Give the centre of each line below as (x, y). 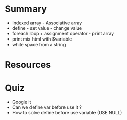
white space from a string (39, 44)
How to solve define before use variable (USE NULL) (67, 113)
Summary (26, 9)
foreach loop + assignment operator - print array (63, 33)
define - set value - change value (47, 28)
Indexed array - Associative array (47, 23)
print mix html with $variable (42, 39)
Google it (22, 102)
